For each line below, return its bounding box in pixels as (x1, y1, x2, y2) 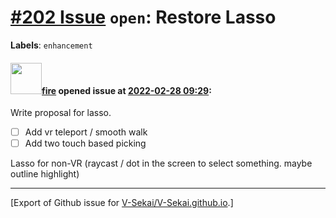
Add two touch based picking (24, 137, 147, 150)
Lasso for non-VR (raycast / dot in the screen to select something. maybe (10, 157, 313, 170)
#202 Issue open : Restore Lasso (10, 6, 277, 29)
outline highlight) (10, 168, 80, 180)
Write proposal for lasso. (10, 107, 112, 119)
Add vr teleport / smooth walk (24, 126, 148, 138)
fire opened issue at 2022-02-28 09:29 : (41, 84, 212, 96)
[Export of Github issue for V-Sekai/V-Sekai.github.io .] (10, 197, 234, 209)
